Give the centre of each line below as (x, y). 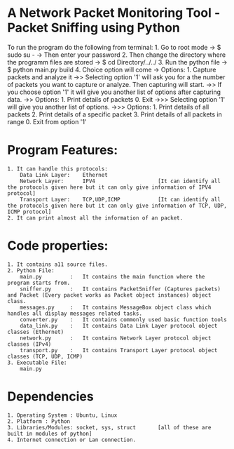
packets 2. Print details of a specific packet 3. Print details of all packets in (115, 114)
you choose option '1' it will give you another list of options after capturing (114, 92)
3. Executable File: (37, 363)
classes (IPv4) (29, 344)
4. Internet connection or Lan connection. (72, 440)
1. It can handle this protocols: (58, 169)
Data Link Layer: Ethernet (64, 175)
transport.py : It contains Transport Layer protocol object (119, 350)
